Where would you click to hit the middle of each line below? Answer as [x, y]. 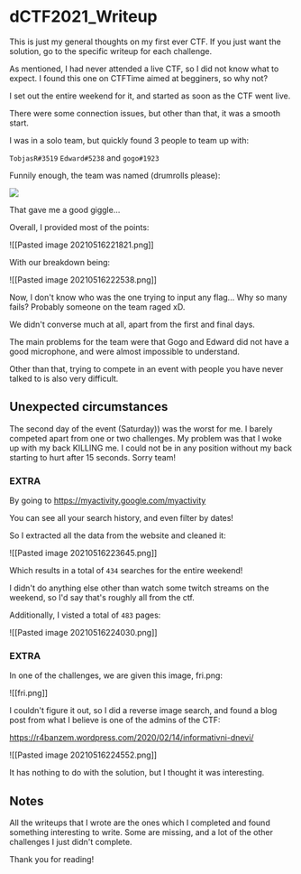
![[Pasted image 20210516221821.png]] [82, 245]
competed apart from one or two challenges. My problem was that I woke [146, 438]
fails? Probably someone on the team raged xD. [97, 307]
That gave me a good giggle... [65, 209]
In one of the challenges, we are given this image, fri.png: [116, 675]
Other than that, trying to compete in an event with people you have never [146, 368]
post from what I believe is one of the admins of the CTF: [115, 721]
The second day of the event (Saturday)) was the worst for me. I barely [141, 428]
